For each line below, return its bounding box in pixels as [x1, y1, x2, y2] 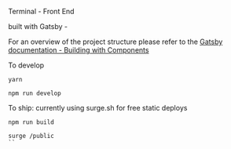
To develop [8, 60, 45, 70]
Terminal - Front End [8, 7, 75, 16]
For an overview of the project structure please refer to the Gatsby [8, 37, 223, 46]
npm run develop [8, 89, 61, 97]
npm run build [8, 118, 55, 126]
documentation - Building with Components [8, 45, 149, 54]
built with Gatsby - [8, 22, 68, 31]
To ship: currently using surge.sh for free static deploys [8, 104, 188, 112]
